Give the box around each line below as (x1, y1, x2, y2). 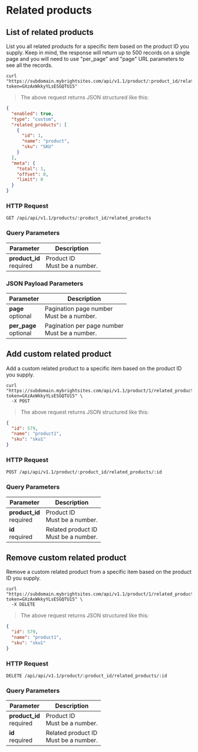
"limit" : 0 (16, 177, 44, 183)
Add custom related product (6, 349, 112, 359)
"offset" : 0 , (16, 171, 49, 177)
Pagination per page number (44, 321, 124, 330)
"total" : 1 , (16, 166, 46, 172)
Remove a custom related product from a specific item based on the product (6, 569, 192, 576)
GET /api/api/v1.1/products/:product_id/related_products (6, 215, 151, 221)
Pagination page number (44, 304, 113, 312)
